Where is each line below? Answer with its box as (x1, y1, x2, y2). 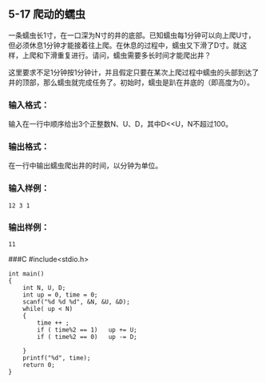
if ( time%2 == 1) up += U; (37, 326, 137, 334)
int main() (8, 270, 45, 278)
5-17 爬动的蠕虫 (8, 7, 86, 22)
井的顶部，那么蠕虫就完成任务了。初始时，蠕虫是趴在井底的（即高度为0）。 (8, 77, 254, 87)
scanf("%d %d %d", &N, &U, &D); (22, 298, 130, 306)
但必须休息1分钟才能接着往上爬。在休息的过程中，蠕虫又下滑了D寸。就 (8, 40, 240, 50)
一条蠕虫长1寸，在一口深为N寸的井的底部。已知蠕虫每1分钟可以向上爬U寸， (8, 30, 256, 40)
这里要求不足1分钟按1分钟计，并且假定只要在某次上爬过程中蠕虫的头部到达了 (8, 67, 260, 77)
